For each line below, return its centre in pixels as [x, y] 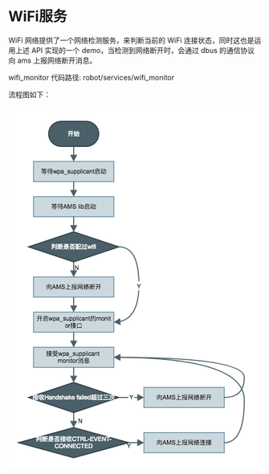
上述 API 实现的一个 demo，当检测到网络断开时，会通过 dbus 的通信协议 [135, 50]
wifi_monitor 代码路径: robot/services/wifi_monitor [92, 77]
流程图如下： [29, 94]
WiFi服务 [38, 16]
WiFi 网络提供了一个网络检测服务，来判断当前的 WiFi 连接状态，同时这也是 [131, 40]
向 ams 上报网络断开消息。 [53, 60]
